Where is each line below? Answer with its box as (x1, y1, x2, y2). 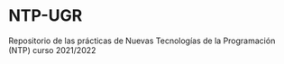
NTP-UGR (8, 5, 83, 26)
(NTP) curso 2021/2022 (8, 44, 96, 55)
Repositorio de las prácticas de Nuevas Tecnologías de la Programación (8, 35, 276, 46)
